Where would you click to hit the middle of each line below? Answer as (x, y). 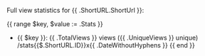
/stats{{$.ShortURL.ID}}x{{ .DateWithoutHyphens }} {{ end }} (106, 45)
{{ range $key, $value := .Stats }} (55, 24)
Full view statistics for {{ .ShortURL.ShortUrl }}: (75, 10)
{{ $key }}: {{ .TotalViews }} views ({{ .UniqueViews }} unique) (107, 38)
